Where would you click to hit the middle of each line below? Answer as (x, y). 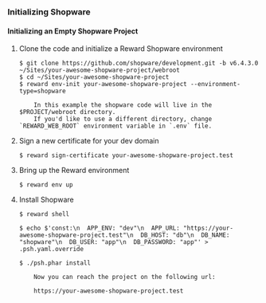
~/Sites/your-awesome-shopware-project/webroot (99, 70)
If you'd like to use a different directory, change (123, 119)
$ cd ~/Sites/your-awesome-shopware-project (94, 77)
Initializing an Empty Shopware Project (73, 31)
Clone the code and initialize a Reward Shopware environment (121, 49)
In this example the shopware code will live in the (123, 105)
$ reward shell (44, 214)
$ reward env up (46, 185)
